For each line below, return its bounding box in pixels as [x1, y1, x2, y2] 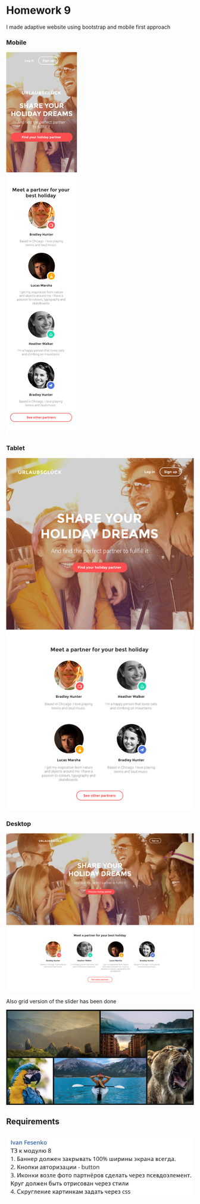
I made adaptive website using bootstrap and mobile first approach [6, 23, 171, 30]
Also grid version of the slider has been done [6, 997, 117, 1004]
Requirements [6, 1117, 60, 1127]
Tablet [6, 444, 25, 452]
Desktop [6, 819, 32, 828]
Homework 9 [6, 4, 71, 17]
